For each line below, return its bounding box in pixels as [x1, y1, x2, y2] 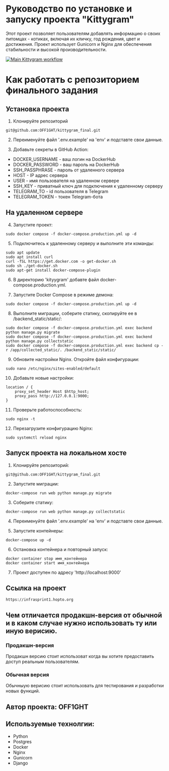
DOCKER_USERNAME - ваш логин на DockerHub [13, 156, 116, 162]
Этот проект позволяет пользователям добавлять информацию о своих [6, 30, 160, 36]
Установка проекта [6, 104, 69, 113]
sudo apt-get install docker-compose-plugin [6, 268, 101, 273]
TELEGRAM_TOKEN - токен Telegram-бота [13, 194, 103, 200]
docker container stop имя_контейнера [6, 556, 87, 561]
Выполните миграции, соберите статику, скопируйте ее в [13, 310, 137, 316]
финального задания [6, 85, 99, 96]
